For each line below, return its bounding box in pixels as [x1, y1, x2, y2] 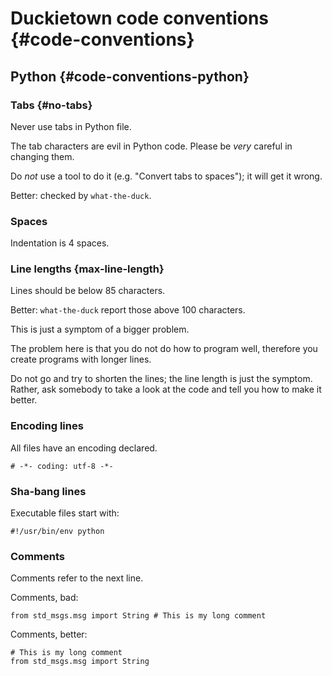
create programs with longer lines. [10, 353, 152, 366]
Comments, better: [10, 628, 88, 641]
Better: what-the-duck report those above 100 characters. [10, 304, 246, 316]
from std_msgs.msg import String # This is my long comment [10, 611, 267, 621]
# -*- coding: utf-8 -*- [10, 461, 114, 471]
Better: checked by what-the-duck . [10, 189, 152, 201]
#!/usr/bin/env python [10, 527, 105, 537]
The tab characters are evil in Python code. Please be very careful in [10, 140, 293, 152]
